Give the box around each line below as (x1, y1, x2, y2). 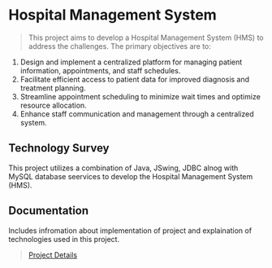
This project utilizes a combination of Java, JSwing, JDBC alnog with (8, 163, 239, 173)
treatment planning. (19, 83, 87, 93)
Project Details (28, 250, 78, 260)
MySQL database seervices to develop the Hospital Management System (8, 171, 253, 181)
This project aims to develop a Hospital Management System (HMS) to (28, 33, 264, 42)
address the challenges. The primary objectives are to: (28, 41, 211, 51)
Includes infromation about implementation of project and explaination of (8, 226, 253, 235)
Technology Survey (8, 141, 110, 156)
